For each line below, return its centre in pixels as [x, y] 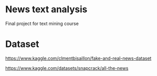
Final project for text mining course [42, 23]
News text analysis [46, 9]
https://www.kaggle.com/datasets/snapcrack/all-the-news [67, 68]
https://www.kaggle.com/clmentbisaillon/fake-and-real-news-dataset [78, 58]
